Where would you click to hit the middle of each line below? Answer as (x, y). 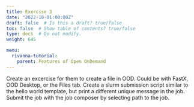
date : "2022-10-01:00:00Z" (40, 17)
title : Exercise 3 (29, 12)
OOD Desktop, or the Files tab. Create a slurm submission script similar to (97, 85)
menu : (13, 51)
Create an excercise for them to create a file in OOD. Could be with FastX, (97, 78)
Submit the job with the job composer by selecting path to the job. (88, 97)
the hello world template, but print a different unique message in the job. (95, 91)
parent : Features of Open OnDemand (62, 61)
